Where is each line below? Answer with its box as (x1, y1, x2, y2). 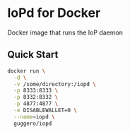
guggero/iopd (13, 120, 52, 127)
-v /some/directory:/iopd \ (13, 80, 97, 87)
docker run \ (7, 67, 46, 75)
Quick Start (7, 49, 59, 61)
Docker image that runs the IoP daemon (7, 28, 124, 37)
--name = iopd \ (13, 113, 55, 121)
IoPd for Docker (7, 5, 101, 21)
